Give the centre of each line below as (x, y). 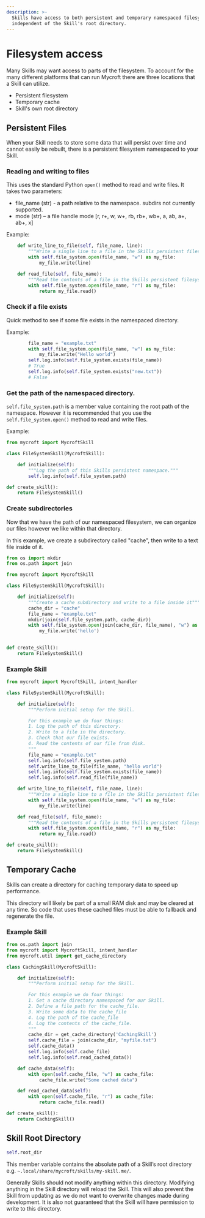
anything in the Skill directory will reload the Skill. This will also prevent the (100, 1189)
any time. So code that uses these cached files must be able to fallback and (102, 909)
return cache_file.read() (72, 1103)
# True (37, 366)
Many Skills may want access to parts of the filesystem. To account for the (100, 70)
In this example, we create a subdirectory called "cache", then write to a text (102, 540)
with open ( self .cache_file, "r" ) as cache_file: (91, 1097)
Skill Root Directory (44, 1138)
